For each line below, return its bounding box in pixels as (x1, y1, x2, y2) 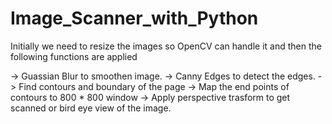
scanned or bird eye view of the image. (10, 102, 172, 114)
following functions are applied (10, 50, 138, 62)
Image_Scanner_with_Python (10, 7, 259, 30)
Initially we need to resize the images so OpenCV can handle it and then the (10, 40, 322, 52)
